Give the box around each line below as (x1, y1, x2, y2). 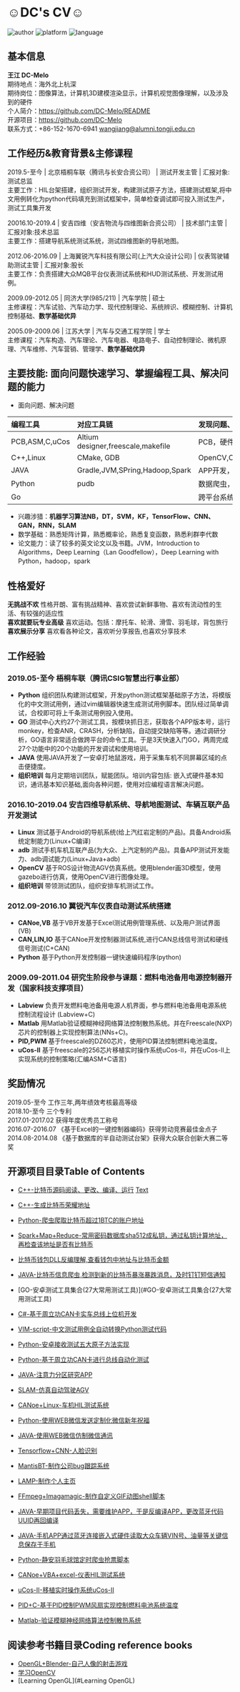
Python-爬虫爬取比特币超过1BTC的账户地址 (17, 1216, 144, 1225)
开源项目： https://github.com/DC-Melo (7, 115, 123, 124)
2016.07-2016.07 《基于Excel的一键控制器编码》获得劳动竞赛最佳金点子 (7, 1125, 218, 1133)
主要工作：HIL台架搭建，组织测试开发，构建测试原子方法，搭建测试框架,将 (7, 185, 226, 194)
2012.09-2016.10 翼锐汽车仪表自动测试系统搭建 (7, 901, 171, 911)
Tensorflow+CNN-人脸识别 (17, 1446, 98, 1455)
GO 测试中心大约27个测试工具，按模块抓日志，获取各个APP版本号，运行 (17, 717, 231, 726)
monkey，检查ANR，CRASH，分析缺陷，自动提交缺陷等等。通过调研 (17, 726, 220, 735)
